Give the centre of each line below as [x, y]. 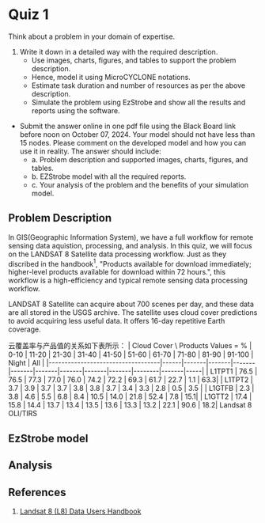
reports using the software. [76, 110]
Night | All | [26, 363]
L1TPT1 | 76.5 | [234, 371]
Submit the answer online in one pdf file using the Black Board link [128, 126]
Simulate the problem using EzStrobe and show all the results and [138, 102]
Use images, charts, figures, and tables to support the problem [134, 60]
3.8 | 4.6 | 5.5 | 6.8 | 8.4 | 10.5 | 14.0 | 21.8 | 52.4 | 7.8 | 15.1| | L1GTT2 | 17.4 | [130, 396]
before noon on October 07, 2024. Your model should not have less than [137, 134]
